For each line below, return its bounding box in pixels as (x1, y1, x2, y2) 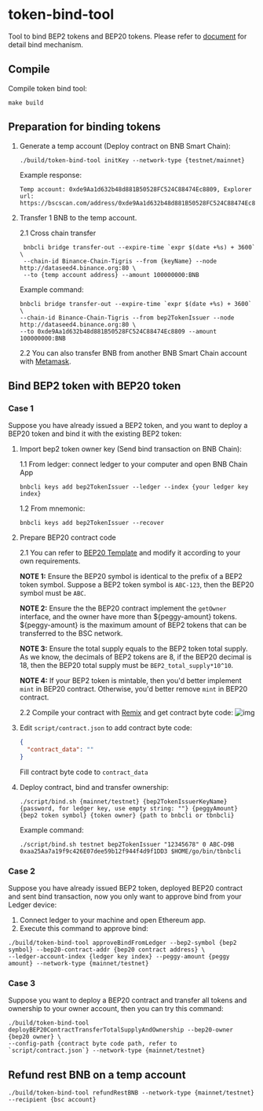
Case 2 (8, 866, 35, 877)
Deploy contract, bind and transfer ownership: (19, 782, 169, 792)
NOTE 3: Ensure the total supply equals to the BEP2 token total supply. (19, 644, 248, 654)
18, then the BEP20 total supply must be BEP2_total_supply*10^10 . (19, 661, 234, 670)
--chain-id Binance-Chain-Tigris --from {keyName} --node (23, 257, 217, 265)
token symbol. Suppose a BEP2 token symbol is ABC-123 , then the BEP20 (19, 580, 254, 589)
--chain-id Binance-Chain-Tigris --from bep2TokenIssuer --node (19, 313, 235, 322)
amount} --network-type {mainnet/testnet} (8, 960, 149, 968)
